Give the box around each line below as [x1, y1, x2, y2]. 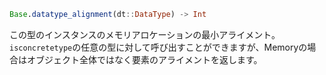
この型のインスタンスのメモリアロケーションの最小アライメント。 [9, 28, 281, 40]
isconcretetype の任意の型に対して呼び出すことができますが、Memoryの [9, 41, 308, 53]
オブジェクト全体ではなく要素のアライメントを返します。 [26, 53, 263, 65]
